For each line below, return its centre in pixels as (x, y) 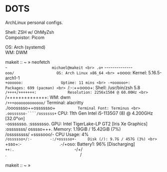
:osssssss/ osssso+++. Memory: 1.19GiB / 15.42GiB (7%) (63, 129)
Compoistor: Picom (25, 37)
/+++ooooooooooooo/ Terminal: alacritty (44, 102)
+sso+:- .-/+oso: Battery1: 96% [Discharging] (70, 144)
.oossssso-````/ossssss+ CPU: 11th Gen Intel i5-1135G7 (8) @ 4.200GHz (79, 113)
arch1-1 (12, 78)
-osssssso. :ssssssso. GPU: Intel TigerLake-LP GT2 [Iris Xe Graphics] (77, 124)
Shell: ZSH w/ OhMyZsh (30, 32)
